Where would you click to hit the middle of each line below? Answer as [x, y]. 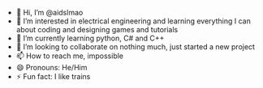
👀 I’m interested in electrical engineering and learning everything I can [134, 21]
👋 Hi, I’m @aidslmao [50, 13]
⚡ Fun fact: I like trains [53, 76]
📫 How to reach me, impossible [70, 56]
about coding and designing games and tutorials [97, 29]
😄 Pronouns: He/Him [52, 67]
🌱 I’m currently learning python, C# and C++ [90, 38]
